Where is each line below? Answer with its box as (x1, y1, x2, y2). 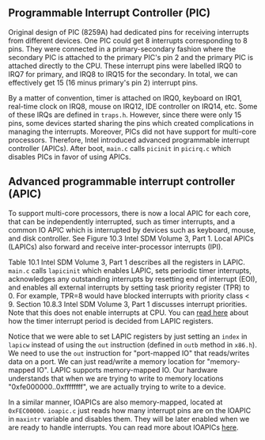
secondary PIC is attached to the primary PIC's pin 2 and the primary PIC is (8, 52, 254, 62)
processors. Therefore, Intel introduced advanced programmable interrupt (8, 135, 250, 145)
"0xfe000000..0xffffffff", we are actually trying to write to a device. (8, 381, 226, 391)
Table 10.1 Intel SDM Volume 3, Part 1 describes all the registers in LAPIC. (8, 257, 245, 267)
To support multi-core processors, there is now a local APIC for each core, (8, 208, 252, 218)
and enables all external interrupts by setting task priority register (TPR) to (8, 283, 251, 292)
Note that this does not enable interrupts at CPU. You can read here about (8, 308, 249, 317)
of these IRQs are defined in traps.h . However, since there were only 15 (8, 110, 242, 119)
